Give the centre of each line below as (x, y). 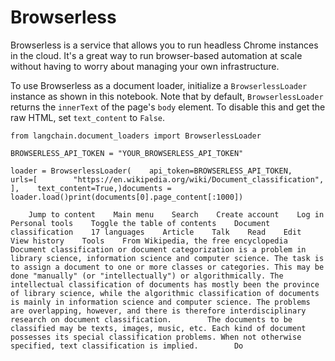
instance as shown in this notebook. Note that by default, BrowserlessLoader (167, 96)
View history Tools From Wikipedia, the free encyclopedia (149, 241)
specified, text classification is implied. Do (127, 346)
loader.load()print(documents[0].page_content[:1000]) (127, 197)
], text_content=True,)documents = (91, 188)
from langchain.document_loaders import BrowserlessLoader (136, 136)
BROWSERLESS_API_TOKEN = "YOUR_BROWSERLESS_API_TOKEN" (127, 153)
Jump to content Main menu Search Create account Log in (176, 214)
